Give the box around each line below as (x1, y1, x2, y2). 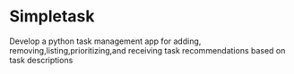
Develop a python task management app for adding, (9, 36, 202, 46)
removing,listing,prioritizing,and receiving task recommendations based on (9, 45, 286, 55)
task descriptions (9, 54, 73, 65)
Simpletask (9, 6, 95, 27)
